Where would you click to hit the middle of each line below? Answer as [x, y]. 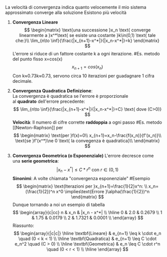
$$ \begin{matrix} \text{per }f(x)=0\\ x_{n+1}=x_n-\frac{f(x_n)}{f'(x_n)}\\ [87, 135]
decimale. [22, 81]
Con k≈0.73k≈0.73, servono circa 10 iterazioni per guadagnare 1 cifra [83, 76]
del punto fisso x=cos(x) [37, 59]
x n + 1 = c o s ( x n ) [87, 67]
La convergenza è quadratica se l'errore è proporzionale [70, 96]
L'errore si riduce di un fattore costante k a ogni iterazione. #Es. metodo [86, 54]
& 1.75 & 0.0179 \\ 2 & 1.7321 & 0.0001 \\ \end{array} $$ [87, 218]
